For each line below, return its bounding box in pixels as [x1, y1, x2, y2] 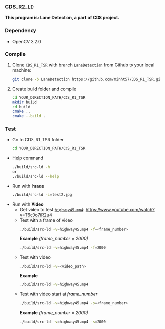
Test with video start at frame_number [19, 291, 98, 297]
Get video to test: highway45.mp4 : [19, 206, 85, 212]
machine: [12, 67, 32, 73]
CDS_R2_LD [5, 3, 34, 10]
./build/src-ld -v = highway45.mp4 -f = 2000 [19, 245, 106, 250]
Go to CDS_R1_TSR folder [12, 137, 64, 142]
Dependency [5, 27, 37, 34]
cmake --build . [12, 114, 46, 119]
